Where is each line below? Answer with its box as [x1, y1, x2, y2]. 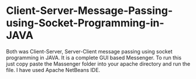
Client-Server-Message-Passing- [6, 4, 173, 17]
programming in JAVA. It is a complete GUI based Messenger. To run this [6, 54, 182, 61]
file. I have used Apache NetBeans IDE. [6, 66, 101, 73]
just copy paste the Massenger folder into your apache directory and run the [6, 60, 191, 67]
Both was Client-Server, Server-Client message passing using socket [6, 48, 173, 55]
